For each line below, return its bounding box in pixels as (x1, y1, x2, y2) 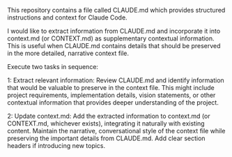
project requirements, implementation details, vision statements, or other (7, 91, 216, 99)
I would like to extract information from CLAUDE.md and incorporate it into (7, 27, 221, 35)
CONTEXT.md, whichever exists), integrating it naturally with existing (7, 119, 205, 128)
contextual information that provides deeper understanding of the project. (7, 98, 219, 107)
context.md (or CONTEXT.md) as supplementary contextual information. (7, 34, 215, 43)
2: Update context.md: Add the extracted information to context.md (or (7, 112, 210, 120)
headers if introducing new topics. (7, 142, 106, 149)
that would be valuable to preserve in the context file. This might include (7, 84, 215, 91)
